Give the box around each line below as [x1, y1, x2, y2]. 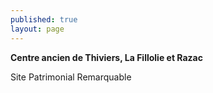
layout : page [10, 24, 65, 34]
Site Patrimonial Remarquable [10, 71, 132, 83]
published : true [10, 14, 78, 25]
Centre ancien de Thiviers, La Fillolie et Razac [10, 51, 203, 63]
